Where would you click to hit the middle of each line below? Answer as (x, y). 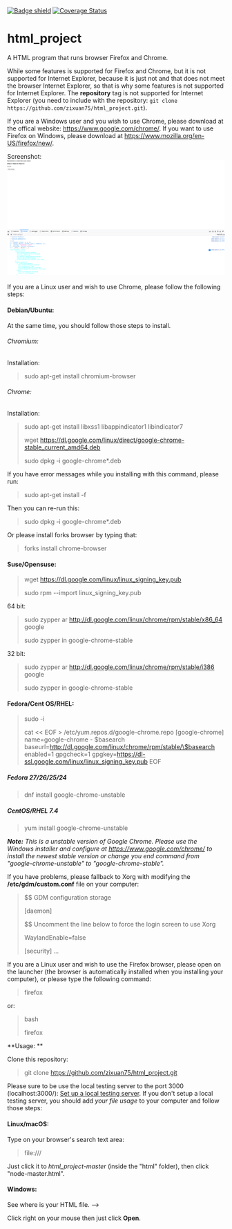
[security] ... (41, 951)
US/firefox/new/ (30, 143)
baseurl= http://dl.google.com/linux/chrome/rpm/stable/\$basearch (119, 747)
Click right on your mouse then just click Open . (74, 1218)
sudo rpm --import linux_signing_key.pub (83, 593)
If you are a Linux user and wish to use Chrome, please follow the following (114, 287)
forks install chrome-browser (65, 548)
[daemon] (38, 911)
